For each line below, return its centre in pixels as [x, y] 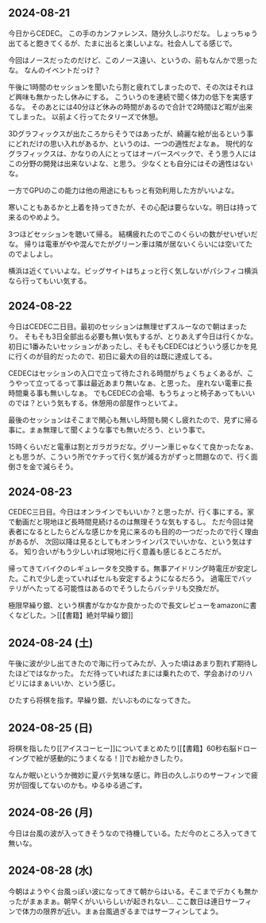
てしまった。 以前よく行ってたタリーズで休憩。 [85, 116]
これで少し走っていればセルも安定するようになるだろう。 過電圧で [130, 579]
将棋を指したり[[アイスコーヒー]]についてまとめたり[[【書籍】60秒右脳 [122, 748]
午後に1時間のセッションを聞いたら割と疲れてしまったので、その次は [121, 87]
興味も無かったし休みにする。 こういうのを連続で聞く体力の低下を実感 [131, 97]
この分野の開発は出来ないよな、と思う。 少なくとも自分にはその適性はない [131, 163]
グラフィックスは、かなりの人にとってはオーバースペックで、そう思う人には [132, 153]
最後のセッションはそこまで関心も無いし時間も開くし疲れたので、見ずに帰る [133, 420]
